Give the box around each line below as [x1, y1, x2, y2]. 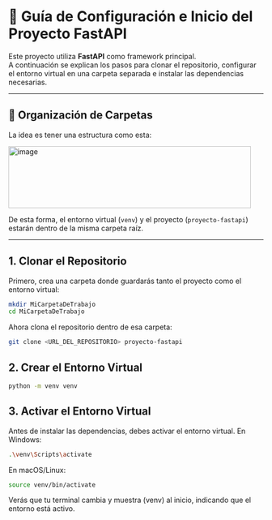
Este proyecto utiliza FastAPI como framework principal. [8, 51, 197, 61]
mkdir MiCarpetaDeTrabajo [8, 300, 96, 308]
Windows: [8, 434, 42, 445]
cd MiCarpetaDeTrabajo [8, 307, 85, 316]
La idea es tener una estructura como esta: [8, 130, 152, 140]
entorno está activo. [8, 504, 75, 514]
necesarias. [8, 77, 47, 87]
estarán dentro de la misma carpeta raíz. [8, 223, 144, 233]
